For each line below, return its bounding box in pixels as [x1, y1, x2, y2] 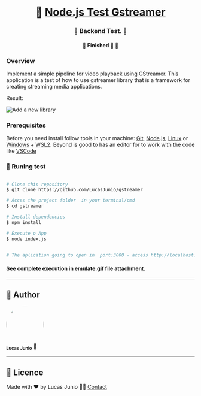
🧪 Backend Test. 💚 [74, 27, 127, 35]
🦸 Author [6, 290, 40, 300]
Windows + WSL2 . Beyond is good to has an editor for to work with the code [6, 141, 195, 149]
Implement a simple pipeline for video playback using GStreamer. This [6, 70, 179, 77]
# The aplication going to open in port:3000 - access [6, 252, 148, 258]
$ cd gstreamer [6, 203, 44, 209]
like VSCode [6, 147, 37, 155]
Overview [6, 56, 35, 65]
